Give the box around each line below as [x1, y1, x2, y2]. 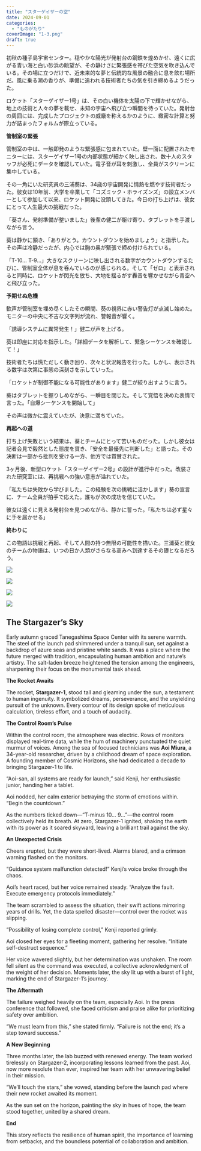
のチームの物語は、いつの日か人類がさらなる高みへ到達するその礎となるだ [6, 547, 190, 554]
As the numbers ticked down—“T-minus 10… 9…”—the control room [6, 811, 174, 818]
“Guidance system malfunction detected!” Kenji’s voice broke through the [6, 865, 188, 873]
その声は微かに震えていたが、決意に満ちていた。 [6, 412, 127, 419]
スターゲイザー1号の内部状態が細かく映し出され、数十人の [37, 153, 182, 160]
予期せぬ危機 [6, 292, 38, 299]
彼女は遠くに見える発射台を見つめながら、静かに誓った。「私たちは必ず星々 [6, 506, 193, 513]
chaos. [6, 871, 23, 879]
